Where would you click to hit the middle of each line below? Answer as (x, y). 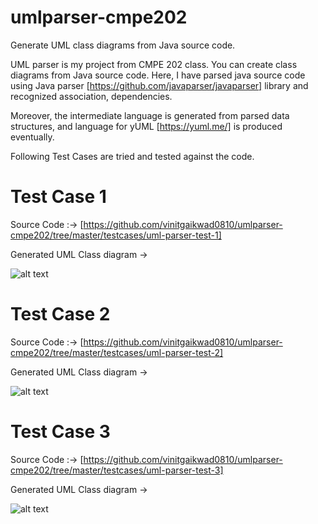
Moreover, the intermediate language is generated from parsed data (150, 115)
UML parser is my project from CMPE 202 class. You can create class (154, 64)
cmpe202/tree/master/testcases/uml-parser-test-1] (116, 235)
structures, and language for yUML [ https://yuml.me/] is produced (146, 126)
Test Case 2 (60, 314)
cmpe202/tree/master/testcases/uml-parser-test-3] (117, 470)
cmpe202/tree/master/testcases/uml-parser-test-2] (117, 352)
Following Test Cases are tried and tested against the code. (132, 156)
